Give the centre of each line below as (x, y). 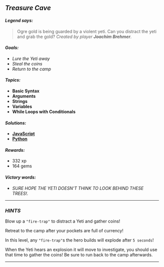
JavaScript (23, 134)
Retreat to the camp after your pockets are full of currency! (64, 230)
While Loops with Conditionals (44, 112)
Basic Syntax (26, 91)
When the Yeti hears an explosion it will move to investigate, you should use (81, 249)
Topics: (13, 80)
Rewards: (15, 150)
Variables (22, 106)
